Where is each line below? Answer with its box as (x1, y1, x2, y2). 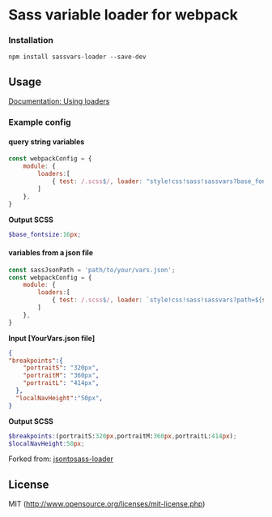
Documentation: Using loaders (8, 96, 110, 106)
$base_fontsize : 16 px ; (8, 230, 82, 238)
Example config (8, 117, 71, 128)
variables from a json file (8, 248, 94, 258)
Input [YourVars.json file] (8, 333, 96, 343)
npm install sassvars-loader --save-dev (8, 53, 147, 62)
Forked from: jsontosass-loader (8, 454, 114, 464)
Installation (8, 35, 54, 46)
